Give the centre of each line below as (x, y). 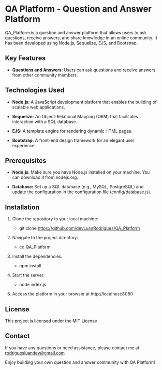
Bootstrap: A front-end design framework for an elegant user (73, 140)
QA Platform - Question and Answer (78, 9)
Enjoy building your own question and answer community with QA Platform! (80, 362)
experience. (24, 145)
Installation (22, 207)
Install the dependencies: (37, 256)
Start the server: (28, 275)
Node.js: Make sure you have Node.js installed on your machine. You (81, 172)
